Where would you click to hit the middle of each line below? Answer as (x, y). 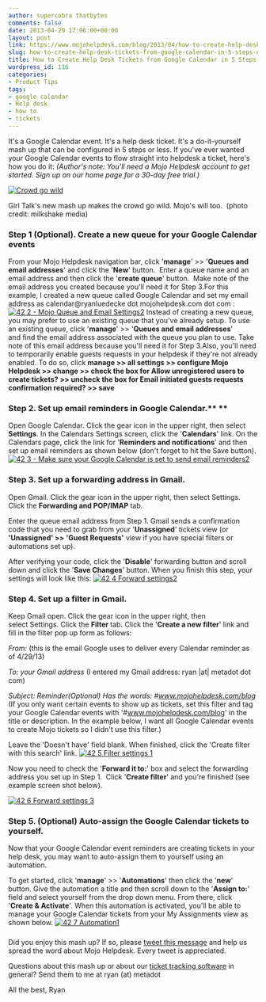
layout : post (30, 38)
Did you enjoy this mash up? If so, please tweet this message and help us (128, 943)
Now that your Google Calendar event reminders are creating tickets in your (131, 848)
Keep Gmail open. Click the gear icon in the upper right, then (107, 616)
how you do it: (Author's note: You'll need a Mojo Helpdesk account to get (129, 166)
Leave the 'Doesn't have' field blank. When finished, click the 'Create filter (129, 745)
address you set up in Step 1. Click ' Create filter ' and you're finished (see (129, 777)
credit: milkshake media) (48, 214)
